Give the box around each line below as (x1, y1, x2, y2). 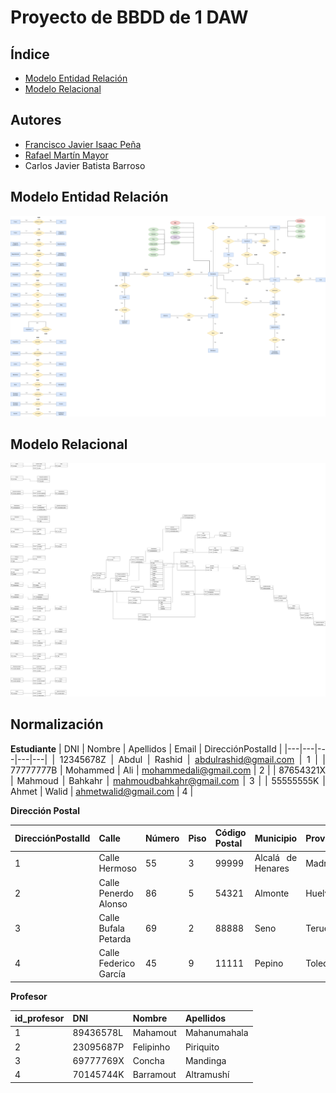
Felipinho (132, 1041, 171, 1053)
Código (214, 827, 247, 839)
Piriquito (184, 1041, 220, 1053)
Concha (132, 1054, 165, 1066)
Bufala (98, 922, 125, 934)
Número (144, 832, 180, 844)
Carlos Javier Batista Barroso (24, 159, 146, 171)
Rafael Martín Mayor (24, 149, 109, 161)
